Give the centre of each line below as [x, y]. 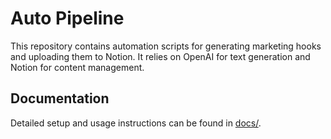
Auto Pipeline [67, 18]
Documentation [60, 98]
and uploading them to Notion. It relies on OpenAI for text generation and [160, 56]
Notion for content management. [77, 67]
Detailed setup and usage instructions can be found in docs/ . [136, 123]
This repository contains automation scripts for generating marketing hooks [166, 46]
